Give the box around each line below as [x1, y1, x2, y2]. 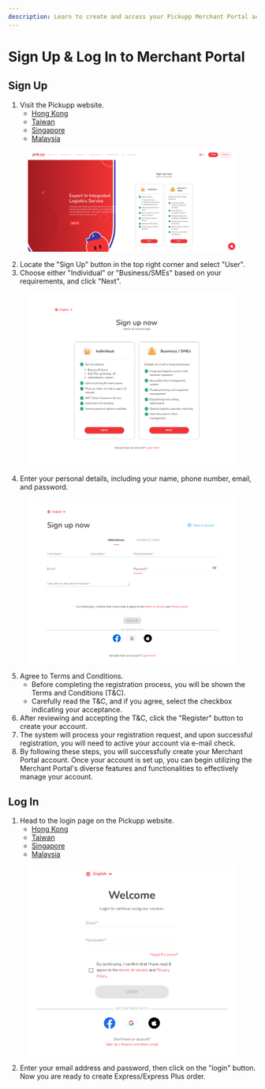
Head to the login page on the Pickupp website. [19, 816, 175, 825]
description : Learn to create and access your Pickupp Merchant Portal [8, 13, 248, 21]
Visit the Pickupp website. [19, 100, 104, 110]
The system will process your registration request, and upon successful [19, 730, 253, 740]
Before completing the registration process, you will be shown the [31, 680, 246, 689]
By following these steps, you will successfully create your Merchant [19, 747, 243, 757]
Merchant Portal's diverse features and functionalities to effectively [19, 764, 239, 773]
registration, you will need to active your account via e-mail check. [19, 738, 237, 748]
